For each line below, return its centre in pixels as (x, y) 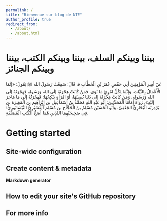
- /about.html (25, 33)
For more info (27, 213)
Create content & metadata (49, 168)
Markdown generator (28, 180)
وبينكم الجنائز (30, 69)
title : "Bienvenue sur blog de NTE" (44, 15)
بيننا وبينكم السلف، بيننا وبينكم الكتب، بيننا (80, 58)
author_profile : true (28, 19)
